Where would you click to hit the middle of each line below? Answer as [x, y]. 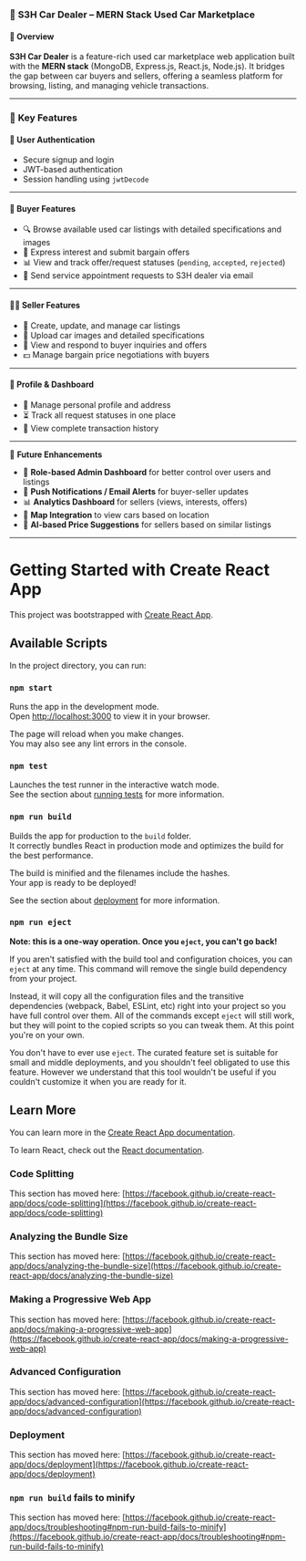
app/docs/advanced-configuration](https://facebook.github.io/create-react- [153, 1401]
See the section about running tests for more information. [117, 795]
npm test [29, 766]
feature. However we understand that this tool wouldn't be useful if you [143, 1072]
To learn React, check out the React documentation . [107, 1150]
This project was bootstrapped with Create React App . [112, 614]
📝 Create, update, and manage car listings [101, 325]
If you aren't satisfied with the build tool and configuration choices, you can [151, 959]
